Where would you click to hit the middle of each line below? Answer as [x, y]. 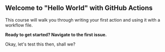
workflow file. [19, 25]
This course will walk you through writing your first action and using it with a [83, 20]
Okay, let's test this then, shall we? [40, 44]
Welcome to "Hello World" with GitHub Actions [79, 8]
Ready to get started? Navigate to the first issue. [56, 34]
